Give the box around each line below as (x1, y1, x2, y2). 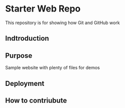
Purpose (5, 51, 33, 60)
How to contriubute (5, 96, 67, 104)
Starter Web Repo (5, 3, 81, 15)
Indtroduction (5, 34, 49, 43)
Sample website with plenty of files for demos (5, 65, 100, 71)
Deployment (5, 79, 45, 88)
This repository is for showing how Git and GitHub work (5, 20, 120, 26)
